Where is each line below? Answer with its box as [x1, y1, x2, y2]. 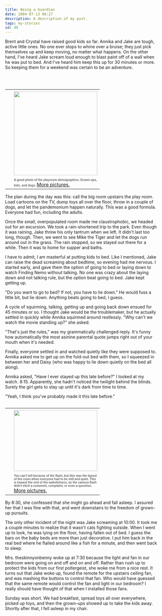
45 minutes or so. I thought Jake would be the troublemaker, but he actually [5, 309, 156, 315]
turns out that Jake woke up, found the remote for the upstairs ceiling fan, [5, 570, 153, 576]
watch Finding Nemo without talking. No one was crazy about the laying [5, 270, 149, 276]
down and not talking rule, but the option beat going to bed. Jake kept [5, 275, 145, 280]
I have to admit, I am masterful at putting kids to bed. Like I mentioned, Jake [5, 254, 157, 260]
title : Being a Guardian [5, 7, 55, 12]
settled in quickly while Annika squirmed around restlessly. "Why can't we [5, 315, 153, 320]
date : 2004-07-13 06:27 [5, 12, 53, 17]
